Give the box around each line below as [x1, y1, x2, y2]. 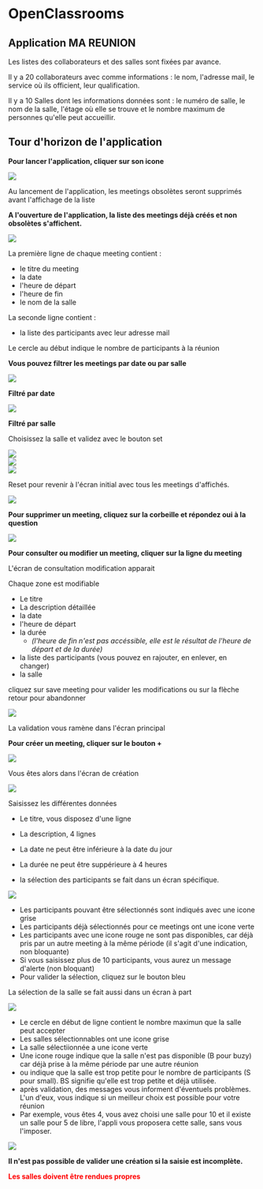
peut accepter [19, 1026, 65, 1035]
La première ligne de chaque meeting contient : [8, 248, 161, 258]
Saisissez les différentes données [8, 798, 117, 808]
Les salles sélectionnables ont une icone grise [19, 1034, 169, 1043]
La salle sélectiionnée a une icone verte [19, 1042, 148, 1052]
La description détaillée [19, 602, 96, 612]
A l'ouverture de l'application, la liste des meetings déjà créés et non [8, 210, 238, 219]
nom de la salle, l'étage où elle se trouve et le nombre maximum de [8, 104, 226, 114]
